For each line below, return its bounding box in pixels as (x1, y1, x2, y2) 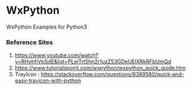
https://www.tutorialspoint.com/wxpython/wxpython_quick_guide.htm (14, 64, 186, 72)
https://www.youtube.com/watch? (14, 52, 99, 59)
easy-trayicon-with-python (14, 77, 81, 84)
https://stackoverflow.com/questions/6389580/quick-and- (40, 71, 184, 78)
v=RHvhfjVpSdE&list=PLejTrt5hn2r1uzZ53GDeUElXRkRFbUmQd (14, 58, 171, 66)
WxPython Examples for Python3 (6, 23, 87, 30)
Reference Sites (6, 38, 53, 46)
